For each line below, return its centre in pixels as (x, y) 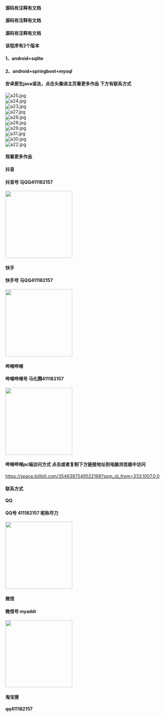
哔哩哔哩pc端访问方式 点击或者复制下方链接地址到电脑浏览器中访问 (76, 464)
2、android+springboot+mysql (39, 71)
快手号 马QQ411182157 (29, 280)
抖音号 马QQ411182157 (29, 182)
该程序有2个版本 (22, 46)
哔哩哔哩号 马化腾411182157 (35, 379)
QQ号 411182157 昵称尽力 (32, 513)
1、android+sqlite (24, 58)
